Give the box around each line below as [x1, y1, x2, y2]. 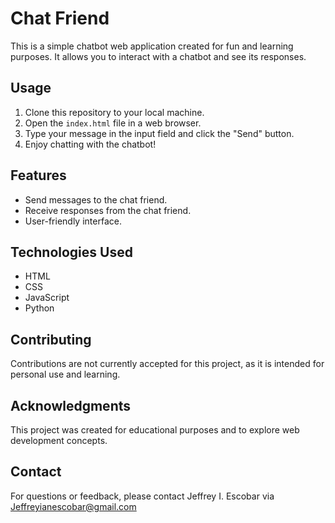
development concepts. [10, 435, 108, 446]
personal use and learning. [10, 368, 121, 381]
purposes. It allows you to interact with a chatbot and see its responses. [10, 50, 307, 62]
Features [10, 167, 67, 184]
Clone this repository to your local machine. [24, 106, 205, 118]
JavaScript [24, 292, 70, 304]
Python [24, 302, 55, 314]
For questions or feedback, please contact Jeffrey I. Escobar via [10, 490, 275, 502]
